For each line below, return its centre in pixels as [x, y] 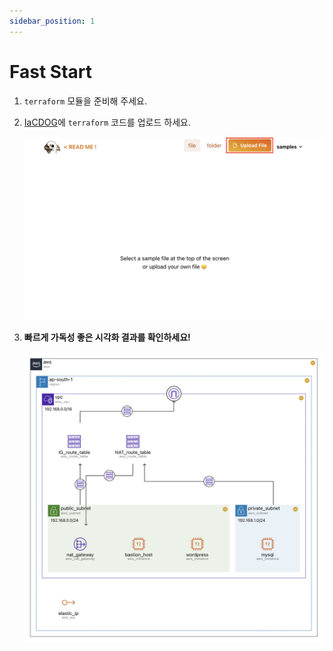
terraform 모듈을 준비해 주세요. [85, 101]
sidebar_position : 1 [52, 21]
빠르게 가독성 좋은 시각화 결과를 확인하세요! [107, 337]
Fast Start [50, 71]
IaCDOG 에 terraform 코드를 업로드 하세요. [107, 122]
